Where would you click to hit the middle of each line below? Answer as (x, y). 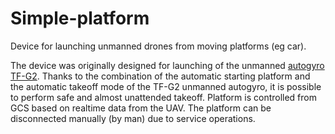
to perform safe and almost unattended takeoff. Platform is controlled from (163, 97)
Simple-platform (80, 18)
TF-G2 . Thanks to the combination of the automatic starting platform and (160, 76)
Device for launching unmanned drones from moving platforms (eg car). (158, 46)
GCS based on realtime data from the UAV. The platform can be (141, 108)
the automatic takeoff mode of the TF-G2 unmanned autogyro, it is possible (166, 86)
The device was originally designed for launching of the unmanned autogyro (167, 65)
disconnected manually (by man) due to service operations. (133, 118)
